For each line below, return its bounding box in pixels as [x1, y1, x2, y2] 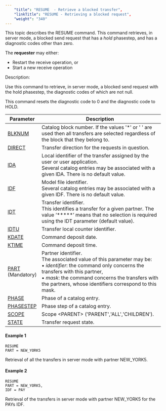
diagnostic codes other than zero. [5, 40, 74, 46]
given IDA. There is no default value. [41, 171, 125, 178]
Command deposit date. [41, 234, 97, 241]
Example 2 [5, 368, 27, 374]
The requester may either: [5, 50, 59, 56]
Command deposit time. [41, 242, 97, 249]
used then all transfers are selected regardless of [41, 130, 156, 137]
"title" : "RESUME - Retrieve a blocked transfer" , [14, 7, 123, 12]
